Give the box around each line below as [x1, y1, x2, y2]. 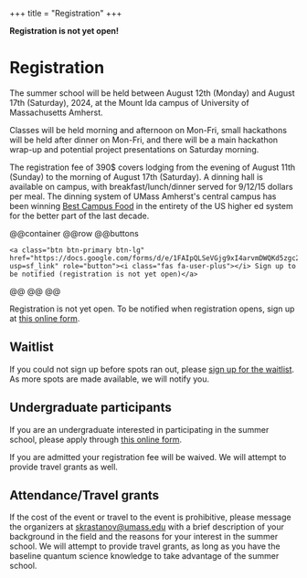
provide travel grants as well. [9, 461, 119, 472]
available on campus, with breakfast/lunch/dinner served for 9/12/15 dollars [9, 181, 294, 192]
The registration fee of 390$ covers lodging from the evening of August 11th [9, 162, 296, 173]
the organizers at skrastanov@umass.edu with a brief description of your [9, 521, 285, 532]
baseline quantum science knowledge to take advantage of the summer [9, 551, 280, 562]
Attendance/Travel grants [9, 488, 160, 503]
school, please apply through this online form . [9, 434, 183, 445]
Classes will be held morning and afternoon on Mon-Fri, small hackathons [9, 124, 288, 135]
